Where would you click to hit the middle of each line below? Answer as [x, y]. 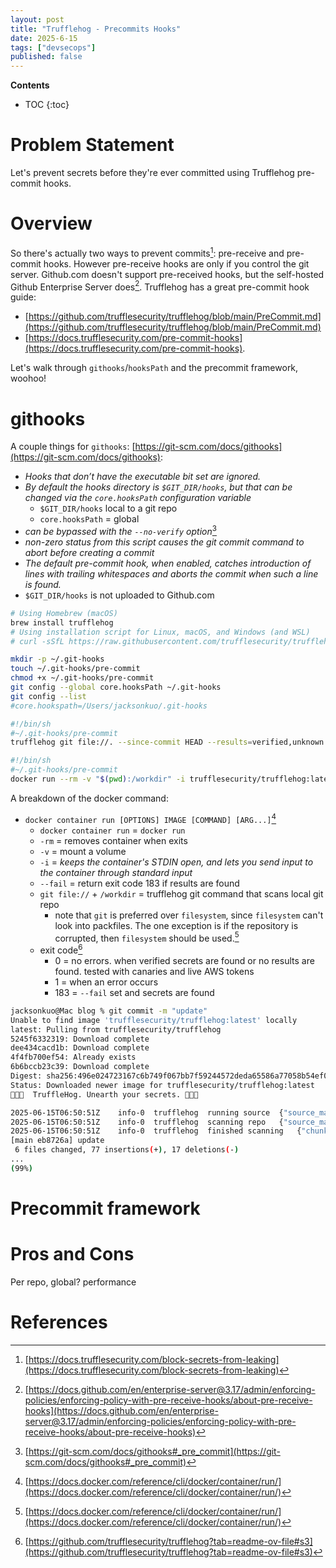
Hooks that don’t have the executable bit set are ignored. [142, 477]
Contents [30, 85]
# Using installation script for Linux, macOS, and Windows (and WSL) [160, 632]
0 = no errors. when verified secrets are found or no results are [184, 960]
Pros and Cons [72, 1254]
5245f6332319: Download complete [80, 1039]
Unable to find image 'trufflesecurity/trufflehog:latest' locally [154, 1020]
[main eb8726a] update [57, 1141]
